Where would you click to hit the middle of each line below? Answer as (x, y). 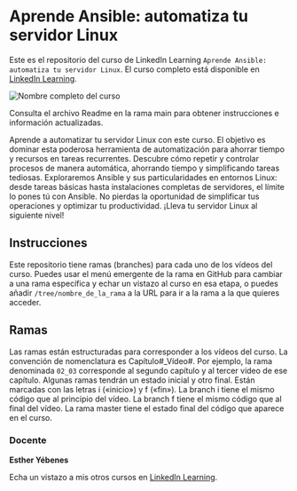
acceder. (25, 302)
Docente (28, 440)
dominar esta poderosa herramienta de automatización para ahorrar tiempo (147, 149)
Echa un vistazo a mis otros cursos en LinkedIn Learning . (113, 477)
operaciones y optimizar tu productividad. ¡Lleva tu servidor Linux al (133, 205)
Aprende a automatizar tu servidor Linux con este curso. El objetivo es (137, 139)
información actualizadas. (56, 123)
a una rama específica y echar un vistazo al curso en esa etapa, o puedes (144, 283)
